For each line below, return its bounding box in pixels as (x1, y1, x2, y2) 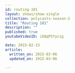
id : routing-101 (5, 7, 38, 12)
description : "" (5, 25, 38, 30)
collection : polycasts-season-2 (5, 16, 70, 21)
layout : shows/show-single (5, 12, 60, 16)
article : (5, 47, 23, 52)
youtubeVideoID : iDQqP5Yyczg (5, 34, 64, 39)
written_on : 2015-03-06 (9, 52, 57, 57)
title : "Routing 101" (5, 20, 49, 26)
